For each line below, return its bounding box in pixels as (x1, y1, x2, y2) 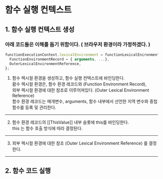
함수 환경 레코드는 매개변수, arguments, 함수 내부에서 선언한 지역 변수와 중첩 (12, 98, 158, 104)
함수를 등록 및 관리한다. (12, 105, 57, 111)
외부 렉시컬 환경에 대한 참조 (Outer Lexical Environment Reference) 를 (12, 140, 148, 146)
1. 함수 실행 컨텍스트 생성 (5, 25, 75, 33)
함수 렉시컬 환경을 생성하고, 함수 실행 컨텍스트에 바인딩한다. (12, 75, 125, 81)
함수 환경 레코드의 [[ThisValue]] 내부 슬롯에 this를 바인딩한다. (12, 119, 130, 125)
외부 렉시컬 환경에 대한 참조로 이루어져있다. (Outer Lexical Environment (12, 87, 149, 93)
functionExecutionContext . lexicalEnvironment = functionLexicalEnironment (5, 52, 160, 57)
